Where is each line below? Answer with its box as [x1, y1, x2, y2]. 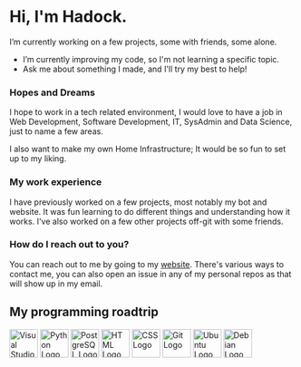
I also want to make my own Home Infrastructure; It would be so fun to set [9, 143, 286, 155]
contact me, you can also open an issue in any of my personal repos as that [9, 268, 292, 279]
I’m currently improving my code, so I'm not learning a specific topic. [22, 53, 279, 64]
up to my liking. [9, 153, 67, 164]
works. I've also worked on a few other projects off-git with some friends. [9, 216, 284, 227]
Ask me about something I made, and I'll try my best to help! [22, 63, 248, 74]
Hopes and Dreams [9, 86, 95, 99]
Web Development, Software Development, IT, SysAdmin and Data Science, [9, 116, 293, 128]
